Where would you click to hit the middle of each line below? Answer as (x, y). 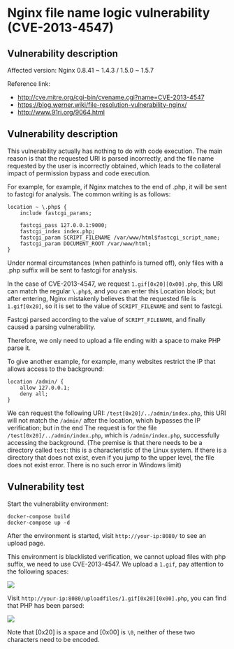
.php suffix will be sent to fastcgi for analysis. (72, 270)
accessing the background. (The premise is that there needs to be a (105, 442)
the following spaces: (38, 571)
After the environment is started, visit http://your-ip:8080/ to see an (107, 535)
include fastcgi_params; (56, 213)
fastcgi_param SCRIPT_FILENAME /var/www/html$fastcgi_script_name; (120, 238)
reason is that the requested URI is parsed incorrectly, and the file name (111, 158)
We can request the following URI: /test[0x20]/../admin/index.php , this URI (117, 413)
